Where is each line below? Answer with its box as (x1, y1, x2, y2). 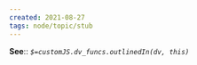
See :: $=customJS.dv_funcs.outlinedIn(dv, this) (9, 45, 190, 56)
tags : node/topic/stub (9, 21, 93, 30)
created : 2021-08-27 (9, 12, 86, 22)
